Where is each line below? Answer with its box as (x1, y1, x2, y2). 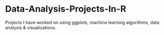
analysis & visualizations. (5, 24, 56, 30)
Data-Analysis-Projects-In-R (5, 3, 127, 15)
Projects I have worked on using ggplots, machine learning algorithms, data (5, 19, 160, 25)
